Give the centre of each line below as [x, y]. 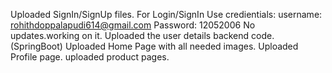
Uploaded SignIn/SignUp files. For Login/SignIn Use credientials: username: [166, 14]
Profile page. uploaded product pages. [90, 57]
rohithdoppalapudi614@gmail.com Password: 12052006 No [133, 25]
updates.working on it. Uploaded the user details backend [130, 35]
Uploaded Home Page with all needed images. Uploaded [181, 46]
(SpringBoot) [36, 46]
